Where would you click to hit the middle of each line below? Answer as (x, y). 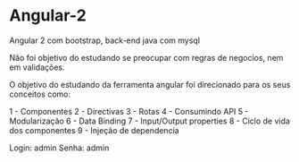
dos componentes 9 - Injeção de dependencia (95, 130)
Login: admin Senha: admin (59, 148)
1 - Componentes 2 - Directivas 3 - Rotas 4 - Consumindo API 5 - (129, 111)
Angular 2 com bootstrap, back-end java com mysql (105, 40)
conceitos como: (40, 94)
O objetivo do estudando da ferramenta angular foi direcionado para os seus (150, 84)
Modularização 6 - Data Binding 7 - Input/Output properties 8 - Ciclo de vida (149, 121)
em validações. (37, 67)
